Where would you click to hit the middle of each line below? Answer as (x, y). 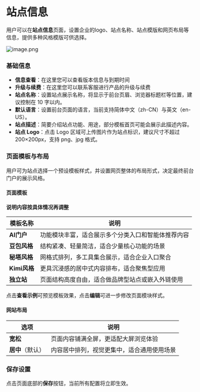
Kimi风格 (22, 268)
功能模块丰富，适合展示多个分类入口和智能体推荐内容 (114, 235)
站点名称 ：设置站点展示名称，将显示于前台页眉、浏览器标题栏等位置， (101, 95)
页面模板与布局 (28, 157)
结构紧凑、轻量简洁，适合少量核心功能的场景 (102, 246)
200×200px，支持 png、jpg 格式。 (58, 139)
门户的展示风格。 (27, 178)
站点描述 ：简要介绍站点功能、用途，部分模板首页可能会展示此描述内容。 (103, 125)
